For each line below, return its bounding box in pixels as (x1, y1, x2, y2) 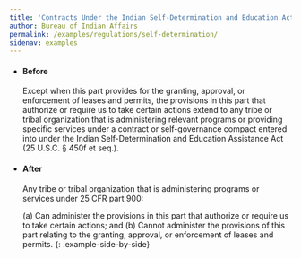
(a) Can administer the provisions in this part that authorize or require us (21, 210, 289, 220)
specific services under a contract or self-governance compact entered (21, 124, 288, 134)
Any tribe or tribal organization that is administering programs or (21, 183, 260, 193)
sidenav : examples (9, 38, 78, 47)
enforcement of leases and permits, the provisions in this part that (21, 95, 266, 106)
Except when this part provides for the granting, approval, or (21, 86, 246, 97)
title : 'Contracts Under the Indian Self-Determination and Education (9, 13, 279, 22)
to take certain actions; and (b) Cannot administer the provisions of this (21, 219, 285, 230)
